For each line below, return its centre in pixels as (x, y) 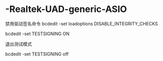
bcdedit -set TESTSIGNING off (37, 54)
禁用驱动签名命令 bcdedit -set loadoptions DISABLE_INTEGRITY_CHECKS (82, 23)
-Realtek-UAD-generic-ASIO (66, 9)
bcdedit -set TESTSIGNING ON (37, 33)
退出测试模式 (18, 44)
